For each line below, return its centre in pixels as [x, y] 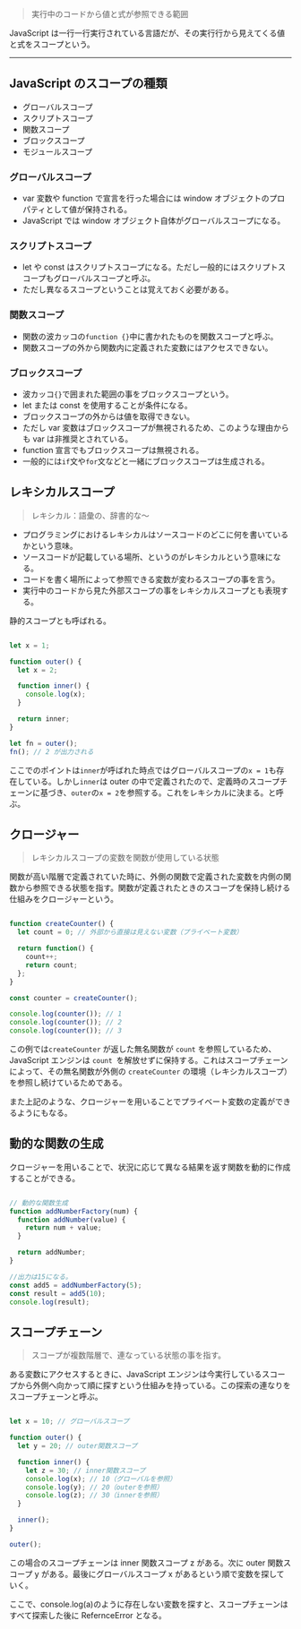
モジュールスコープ [57, 151]
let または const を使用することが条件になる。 [107, 405]
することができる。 [45, 1178]
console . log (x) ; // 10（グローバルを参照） [101, 1479]
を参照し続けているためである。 [68, 1082]
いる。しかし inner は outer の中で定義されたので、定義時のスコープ [156, 781]
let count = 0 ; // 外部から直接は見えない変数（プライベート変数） [130, 932]
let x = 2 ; [38, 670]
